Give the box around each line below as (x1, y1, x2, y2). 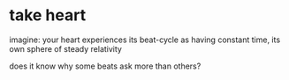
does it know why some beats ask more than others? (9, 61, 202, 71)
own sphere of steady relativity (9, 43, 122, 54)
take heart (9, 5, 87, 25)
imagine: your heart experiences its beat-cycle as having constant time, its (9, 34, 281, 45)
